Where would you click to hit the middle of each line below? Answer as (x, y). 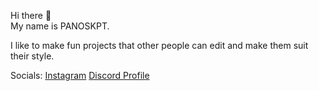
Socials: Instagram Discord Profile (80, 75)
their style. (32, 56)
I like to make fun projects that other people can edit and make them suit (159, 45)
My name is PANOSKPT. (60, 26)
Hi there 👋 (31, 15)
